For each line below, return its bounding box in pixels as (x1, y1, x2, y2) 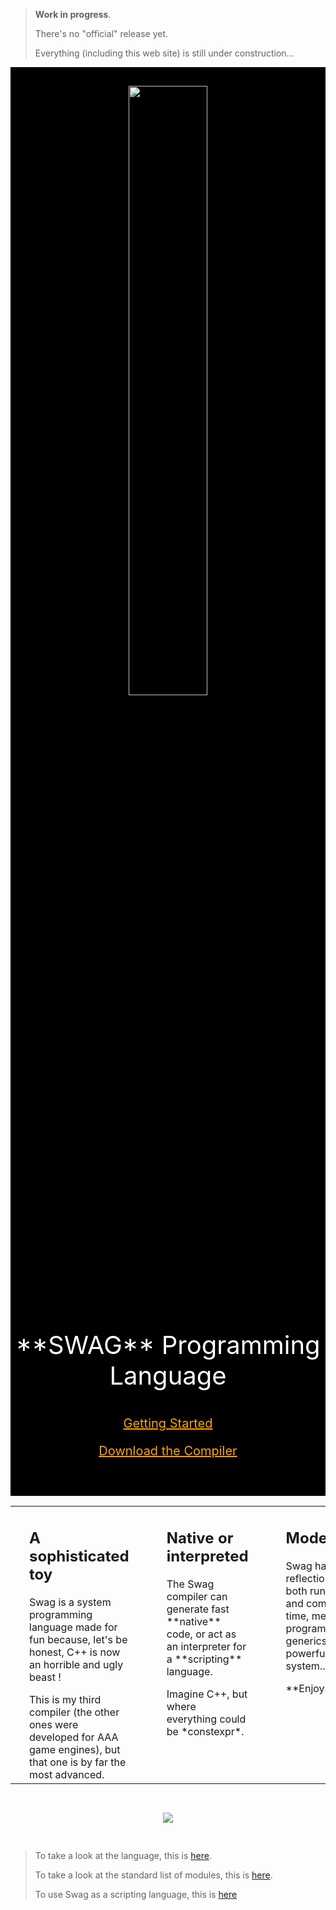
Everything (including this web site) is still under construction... (34, 47, 295, 59)
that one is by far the (29, 1755, 127, 1769)
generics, (285, 1634, 330, 1648)
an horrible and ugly (29, 1657, 124, 1671)
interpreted (166, 1546, 249, 1566)
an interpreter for (166, 1639, 247, 1653)
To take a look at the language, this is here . (34, 1849, 212, 1861)
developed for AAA (29, 1730, 119, 1744)
